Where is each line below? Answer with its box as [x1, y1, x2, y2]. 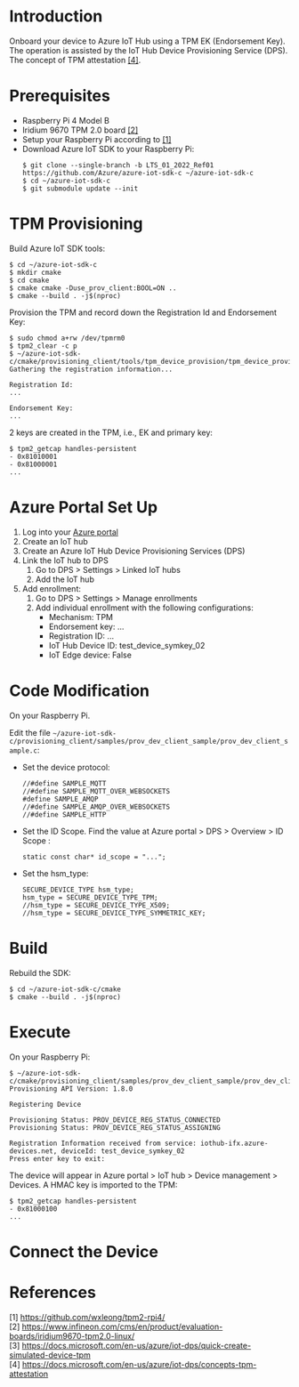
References [9, 1282, 96, 1302]
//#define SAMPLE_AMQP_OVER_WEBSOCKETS [21, 802, 171, 811]
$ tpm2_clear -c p [9, 341, 77, 351]
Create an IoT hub [21, 536, 88, 546]
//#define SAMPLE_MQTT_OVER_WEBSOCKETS [21, 786, 171, 795]
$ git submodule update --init [21, 184, 139, 193]
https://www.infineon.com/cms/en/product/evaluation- [21, 1321, 223, 1332]
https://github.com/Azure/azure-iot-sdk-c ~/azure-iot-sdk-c [21, 168, 255, 177]
